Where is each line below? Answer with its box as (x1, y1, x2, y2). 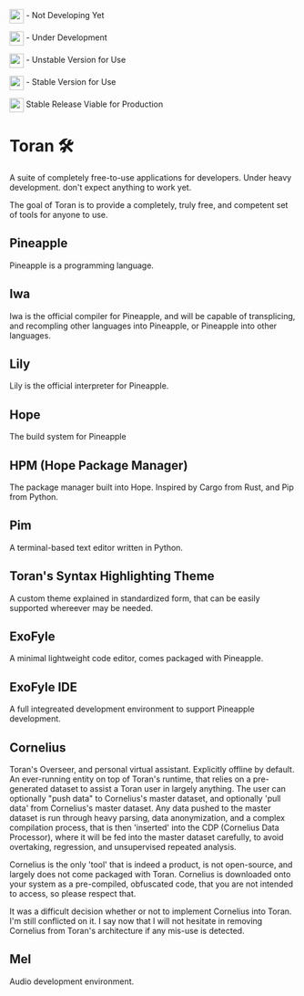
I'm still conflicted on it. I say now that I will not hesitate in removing (9, 916, 263, 927)
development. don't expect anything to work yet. (9, 182, 192, 192)
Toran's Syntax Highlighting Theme (9, 568, 216, 584)
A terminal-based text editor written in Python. (9, 542, 184, 553)
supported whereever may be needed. (9, 602, 154, 613)
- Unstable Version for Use (25, 55, 127, 66)
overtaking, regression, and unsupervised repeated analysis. (9, 842, 237, 853)
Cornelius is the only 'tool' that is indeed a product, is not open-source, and (9, 859, 293, 870)
